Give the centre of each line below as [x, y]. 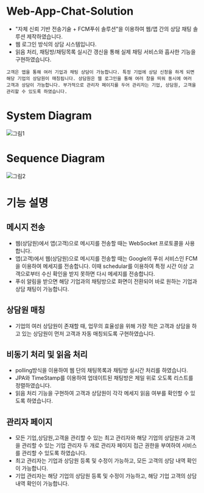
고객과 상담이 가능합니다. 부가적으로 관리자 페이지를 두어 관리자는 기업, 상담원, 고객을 [101, 85]
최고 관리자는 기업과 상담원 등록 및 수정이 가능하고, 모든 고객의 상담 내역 [100, 461]
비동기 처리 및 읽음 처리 [47, 355]
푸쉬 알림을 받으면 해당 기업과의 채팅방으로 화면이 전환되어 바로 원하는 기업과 [106, 281]
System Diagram [49, 116]
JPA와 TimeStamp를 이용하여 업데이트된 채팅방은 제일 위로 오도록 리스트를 [104, 378]
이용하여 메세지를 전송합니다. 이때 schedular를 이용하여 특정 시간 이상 [105, 266]
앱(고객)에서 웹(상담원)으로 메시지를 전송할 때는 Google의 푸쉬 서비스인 [100, 258]
